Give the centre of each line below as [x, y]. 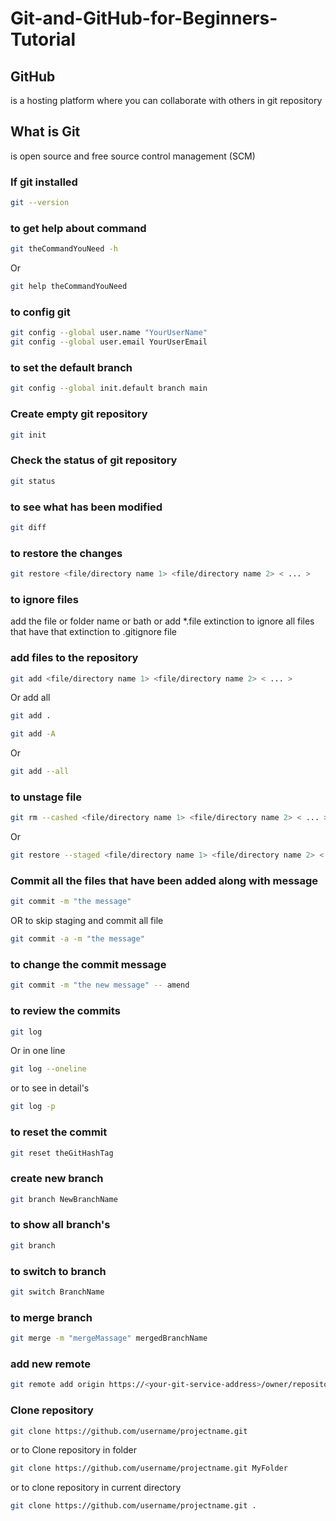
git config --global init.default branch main [109, 388]
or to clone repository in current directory [96, 1488]
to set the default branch [71, 367]
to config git [40, 312]
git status [33, 481]
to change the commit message [88, 965]
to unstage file [46, 797]
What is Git [45, 132]
